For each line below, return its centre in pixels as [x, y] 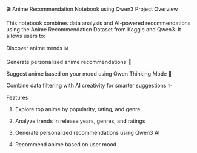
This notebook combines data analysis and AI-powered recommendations [98, 23]
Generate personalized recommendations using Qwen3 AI [87, 133]
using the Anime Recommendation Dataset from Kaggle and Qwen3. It [94, 29]
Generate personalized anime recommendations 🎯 [69, 62]
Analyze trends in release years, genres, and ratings [80, 121]
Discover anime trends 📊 [38, 48]
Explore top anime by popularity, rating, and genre [78, 109]
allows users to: [26, 36]
